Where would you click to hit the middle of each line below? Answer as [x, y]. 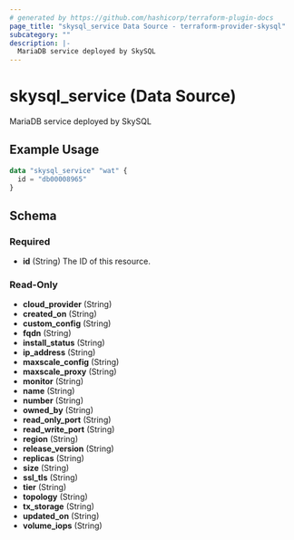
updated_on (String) [61, 516]
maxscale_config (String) [71, 362]
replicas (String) [53, 458]
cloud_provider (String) [67, 304]
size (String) [46, 468]
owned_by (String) [58, 410]
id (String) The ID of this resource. [87, 261]
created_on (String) [59, 314]
